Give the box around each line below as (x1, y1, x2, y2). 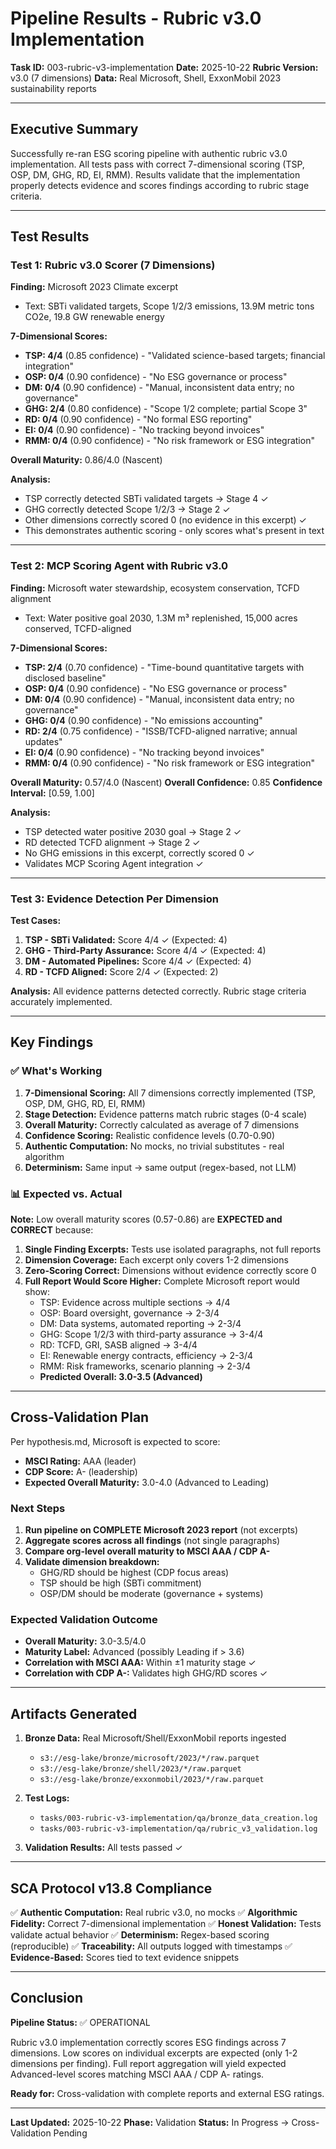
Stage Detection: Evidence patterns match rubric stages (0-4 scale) (24, 1108, 308, 1120)
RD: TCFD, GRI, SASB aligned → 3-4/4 (39, 1339, 198, 1351)
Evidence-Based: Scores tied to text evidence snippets (10, 1952, 240, 1964)
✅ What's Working (10, 1064, 103, 1078)
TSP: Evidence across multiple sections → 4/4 (39, 1297, 231, 1309)
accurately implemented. (10, 996, 113, 1008)
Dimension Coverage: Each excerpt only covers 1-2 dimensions (24, 1254, 289, 1266)
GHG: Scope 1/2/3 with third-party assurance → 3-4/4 (39, 1328, 264, 1341)
